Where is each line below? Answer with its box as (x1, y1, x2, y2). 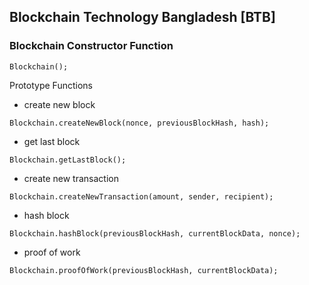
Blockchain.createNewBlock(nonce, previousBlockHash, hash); (9, 118, 270, 128)
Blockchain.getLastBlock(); (9, 155, 127, 165)
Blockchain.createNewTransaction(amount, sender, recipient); (9, 191, 274, 202)
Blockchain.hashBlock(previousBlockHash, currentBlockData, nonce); (9, 228, 301, 239)
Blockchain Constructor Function (9, 39, 174, 53)
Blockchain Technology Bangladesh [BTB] (9, 9, 276, 26)
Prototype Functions (9, 79, 93, 91)
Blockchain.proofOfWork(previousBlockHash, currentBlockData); (9, 265, 279, 275)
